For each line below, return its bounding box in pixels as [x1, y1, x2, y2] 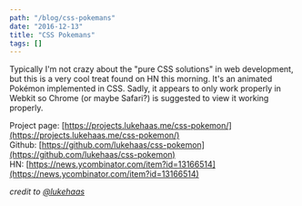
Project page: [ [9, 120, 65, 131]
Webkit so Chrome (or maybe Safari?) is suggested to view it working [9, 93, 269, 104]
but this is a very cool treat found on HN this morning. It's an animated [9, 74, 273, 85]
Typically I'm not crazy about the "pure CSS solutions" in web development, [9, 64, 294, 75]
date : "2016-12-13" [9, 22, 84, 31]
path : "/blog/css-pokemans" [9, 13, 116, 23]
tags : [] [9, 38, 43, 48]
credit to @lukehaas [9, 186, 85, 197]
